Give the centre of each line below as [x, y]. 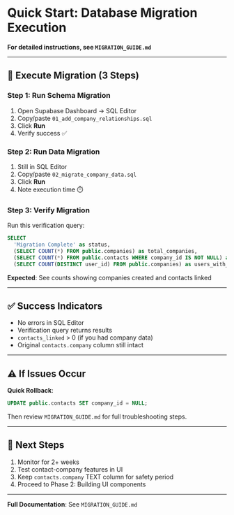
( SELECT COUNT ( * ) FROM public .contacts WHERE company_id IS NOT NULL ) [118, 257]
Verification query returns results [65, 331]
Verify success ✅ [42, 133]
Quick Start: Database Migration [102, 13]
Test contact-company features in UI [70, 469]
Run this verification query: [46, 226]
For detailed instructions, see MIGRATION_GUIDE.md [79, 47]
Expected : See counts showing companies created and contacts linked [109, 277]
